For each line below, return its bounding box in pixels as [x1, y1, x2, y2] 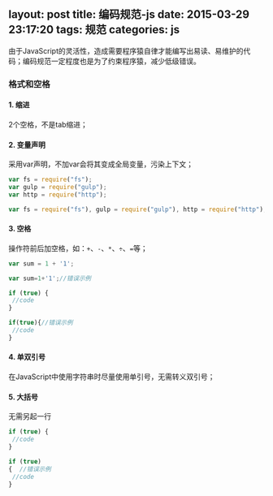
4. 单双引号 [8, 352, 46, 362]
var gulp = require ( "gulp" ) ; [8, 183, 107, 192]
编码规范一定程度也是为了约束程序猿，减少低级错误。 [22, 56, 201, 66]
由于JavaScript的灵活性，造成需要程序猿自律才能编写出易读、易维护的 [8, 45, 244, 55]
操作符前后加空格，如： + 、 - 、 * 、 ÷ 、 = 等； [8, 243, 148, 253]
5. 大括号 [8, 392, 38, 402]
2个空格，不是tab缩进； [8, 119, 88, 129]
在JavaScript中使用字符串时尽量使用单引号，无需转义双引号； [8, 372, 215, 382]
